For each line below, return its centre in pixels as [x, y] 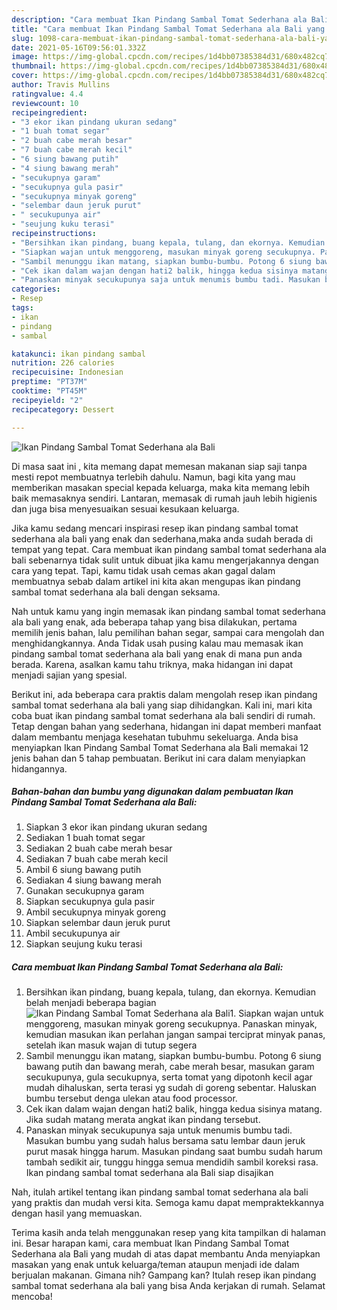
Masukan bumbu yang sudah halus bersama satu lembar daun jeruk [165, 1141]
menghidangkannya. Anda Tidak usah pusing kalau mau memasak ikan [157, 643]
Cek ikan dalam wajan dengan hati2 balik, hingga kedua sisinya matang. [174, 1109]
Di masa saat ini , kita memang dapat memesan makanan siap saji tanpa [159, 466]
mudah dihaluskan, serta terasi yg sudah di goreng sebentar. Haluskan [171, 1088]
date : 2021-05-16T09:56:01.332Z [78, 47]
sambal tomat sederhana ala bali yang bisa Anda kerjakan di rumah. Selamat [168, 1286]
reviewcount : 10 [45, 103]
